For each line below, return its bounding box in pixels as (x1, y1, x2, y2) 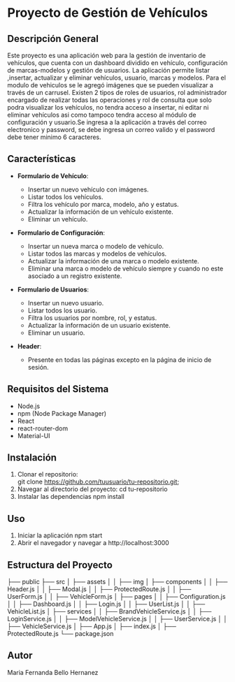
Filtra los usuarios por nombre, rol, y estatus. (27, 313, 157, 322)
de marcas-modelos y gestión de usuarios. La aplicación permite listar (7, 66, 211, 74)
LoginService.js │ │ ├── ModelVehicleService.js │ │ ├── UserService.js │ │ (7, 615, 228, 623)
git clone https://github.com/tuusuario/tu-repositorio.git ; (17, 477, 180, 486)
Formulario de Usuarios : (17, 285, 90, 293)
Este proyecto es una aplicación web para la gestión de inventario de (7, 51, 206, 59)
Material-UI (17, 431, 50, 440)
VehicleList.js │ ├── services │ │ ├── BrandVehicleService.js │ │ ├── (7, 607, 212, 616)
